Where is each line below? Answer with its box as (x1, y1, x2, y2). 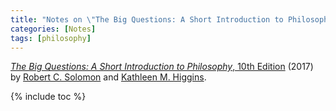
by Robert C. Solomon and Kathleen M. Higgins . (10, 71, 207, 83)
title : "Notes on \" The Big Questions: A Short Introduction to (10, 14, 284, 25)
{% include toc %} (10, 91, 87, 103)
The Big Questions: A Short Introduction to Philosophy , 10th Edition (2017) (10, 61, 314, 73)
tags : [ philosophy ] (10, 33, 92, 43)
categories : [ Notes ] (10, 24, 97, 34)
